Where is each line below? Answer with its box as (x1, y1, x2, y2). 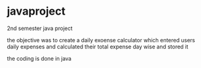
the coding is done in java (7, 55, 72, 62)
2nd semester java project (7, 25, 73, 32)
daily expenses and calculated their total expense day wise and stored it (7, 43, 189, 50)
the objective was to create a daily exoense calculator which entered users (7, 36, 196, 43)
